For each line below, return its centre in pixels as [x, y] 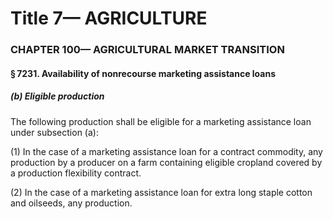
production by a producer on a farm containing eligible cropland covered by [166, 162]
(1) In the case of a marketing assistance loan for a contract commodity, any [166, 151]
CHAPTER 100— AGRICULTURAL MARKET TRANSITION [147, 50]
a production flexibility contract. [76, 173]
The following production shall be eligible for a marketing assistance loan [161, 121]
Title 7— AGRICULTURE [109, 18]
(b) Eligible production [57, 96]
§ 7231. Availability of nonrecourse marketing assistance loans [143, 73]
